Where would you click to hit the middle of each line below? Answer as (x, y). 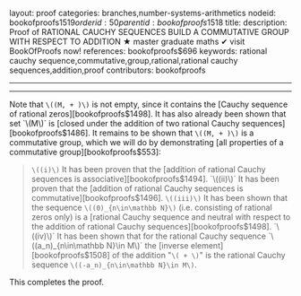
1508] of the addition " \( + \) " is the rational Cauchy (187, 255)
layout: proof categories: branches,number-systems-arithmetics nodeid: (142, 13)
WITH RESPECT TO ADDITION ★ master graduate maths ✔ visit (127, 41)
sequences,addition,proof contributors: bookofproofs (107, 70)
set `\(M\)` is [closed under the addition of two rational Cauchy (125, 123)
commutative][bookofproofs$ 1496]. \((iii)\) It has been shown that (159, 198)
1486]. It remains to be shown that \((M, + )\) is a (160, 133)
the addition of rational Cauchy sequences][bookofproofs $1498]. (151, 226)
